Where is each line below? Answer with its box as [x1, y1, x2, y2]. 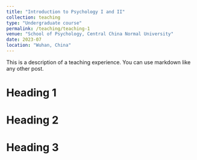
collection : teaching [6, 14, 61, 20]
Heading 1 [6, 86, 57, 99]
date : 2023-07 [6, 37, 42, 43]
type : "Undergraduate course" [6, 20, 83, 26]
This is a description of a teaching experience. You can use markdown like [6, 58, 191, 66]
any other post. [6, 65, 44, 72]
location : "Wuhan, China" [6, 43, 71, 49]
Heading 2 [6, 113, 59, 127]
